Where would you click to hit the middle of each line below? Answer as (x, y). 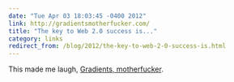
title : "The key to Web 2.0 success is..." (83, 31)
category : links (36, 39)
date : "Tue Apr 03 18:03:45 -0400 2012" (78, 16)
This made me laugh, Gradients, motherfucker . (86, 69)
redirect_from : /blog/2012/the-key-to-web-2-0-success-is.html (117, 46)
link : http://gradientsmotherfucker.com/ (79, 24)
